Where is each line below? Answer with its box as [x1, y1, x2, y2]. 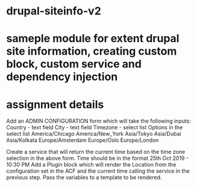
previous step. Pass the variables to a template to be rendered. [6, 174, 162, 181]
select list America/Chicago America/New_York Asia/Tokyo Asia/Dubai [6, 130, 182, 138]
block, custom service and [6, 57, 142, 71]
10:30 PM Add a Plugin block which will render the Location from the [6, 161, 177, 168]
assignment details [6, 97, 104, 111]
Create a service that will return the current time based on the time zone [6, 149, 186, 156]
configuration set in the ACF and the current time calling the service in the [6, 167, 190, 175]
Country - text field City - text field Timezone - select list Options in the [6, 124, 183, 131]
